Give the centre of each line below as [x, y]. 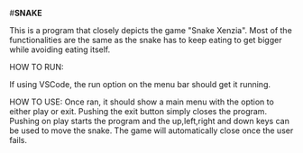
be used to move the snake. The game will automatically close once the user [151, 130]
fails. [18, 140]
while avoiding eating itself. [60, 49]
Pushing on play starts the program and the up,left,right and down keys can [150, 121]
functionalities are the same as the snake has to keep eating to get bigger [146, 40]
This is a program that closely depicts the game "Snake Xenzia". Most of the [151, 30]
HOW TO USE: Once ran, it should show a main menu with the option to [142, 102]
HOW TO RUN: [37, 67]
